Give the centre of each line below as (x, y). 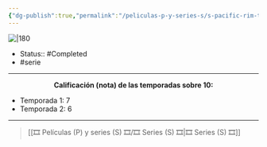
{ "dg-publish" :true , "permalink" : (64, 15)
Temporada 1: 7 (45, 100)
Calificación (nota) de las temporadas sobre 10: (133, 85)
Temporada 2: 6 (46, 109)
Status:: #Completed (53, 53)
